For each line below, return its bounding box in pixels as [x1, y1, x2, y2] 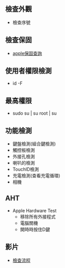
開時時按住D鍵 [20, 226, 50, 232]
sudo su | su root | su [12, 110, 57, 116]
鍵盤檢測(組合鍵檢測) [12, 141, 56, 147]
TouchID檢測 [12, 166, 39, 172]
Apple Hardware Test [12, 207, 57, 213]
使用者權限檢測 [5, 67, 52, 75]
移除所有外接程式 [20, 213, 56, 220]
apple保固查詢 [12, 50, 42, 56]
